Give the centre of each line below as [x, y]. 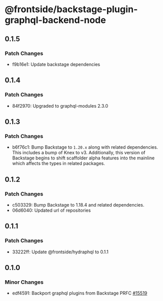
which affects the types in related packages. [58, 163]
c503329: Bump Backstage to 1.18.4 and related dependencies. [78, 205]
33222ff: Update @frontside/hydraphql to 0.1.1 [60, 252]
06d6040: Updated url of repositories [51, 210]
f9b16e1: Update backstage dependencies [56, 64]
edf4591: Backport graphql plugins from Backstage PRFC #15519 [80, 293]
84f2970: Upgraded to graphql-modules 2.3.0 [60, 106]
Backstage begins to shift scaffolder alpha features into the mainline [83, 158]
